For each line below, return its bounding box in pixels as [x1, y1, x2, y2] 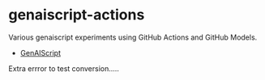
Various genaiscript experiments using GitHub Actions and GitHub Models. [8, 32, 258, 42]
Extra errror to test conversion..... [8, 63, 120, 74]
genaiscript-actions [8, 6, 145, 24]
